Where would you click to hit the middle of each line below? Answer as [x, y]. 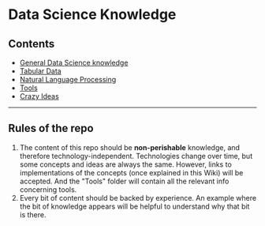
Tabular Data [40, 71]
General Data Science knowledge [74, 62]
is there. [33, 214]
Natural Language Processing [68, 79]
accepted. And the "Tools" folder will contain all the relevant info [124, 181]
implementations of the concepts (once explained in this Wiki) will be [131, 172]
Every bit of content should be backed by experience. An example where [138, 198]
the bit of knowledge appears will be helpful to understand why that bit [134, 206]
